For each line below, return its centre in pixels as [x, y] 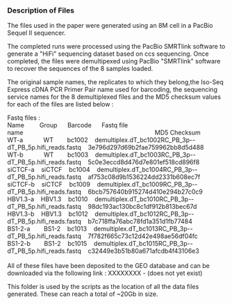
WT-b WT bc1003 [48, 155]
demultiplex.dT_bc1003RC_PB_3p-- [145, 155]
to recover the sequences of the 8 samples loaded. [80, 69]
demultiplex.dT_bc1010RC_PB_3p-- [144, 199]
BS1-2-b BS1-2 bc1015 [47, 244]
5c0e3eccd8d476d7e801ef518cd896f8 [144, 162]
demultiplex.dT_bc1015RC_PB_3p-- [143, 244]
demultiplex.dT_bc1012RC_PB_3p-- [144, 214]
